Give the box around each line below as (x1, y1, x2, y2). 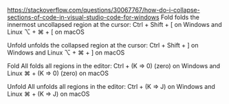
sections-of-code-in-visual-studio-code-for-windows (7, 13, 160, 21)
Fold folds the (160, 13, 199, 21)
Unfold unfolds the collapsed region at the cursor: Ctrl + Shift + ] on (7, 41, 199, 49)
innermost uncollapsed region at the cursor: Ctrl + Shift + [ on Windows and (7, 21, 222, 28)
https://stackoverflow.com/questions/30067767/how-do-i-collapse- (7, 6, 201, 14)
